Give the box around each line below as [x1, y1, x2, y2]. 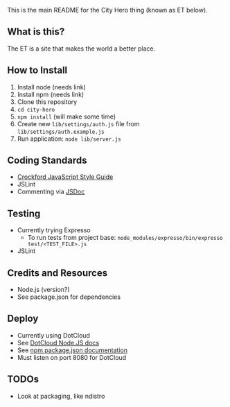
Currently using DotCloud [17, 331, 90, 339]
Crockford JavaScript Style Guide [17, 173, 114, 181]
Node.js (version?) [17, 286, 71, 294]
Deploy [7, 313, 39, 324]
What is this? [7, 26, 65, 37]
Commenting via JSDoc [17, 187, 85, 196]
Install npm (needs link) [17, 90, 85, 98]
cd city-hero [17, 106, 55, 113]
